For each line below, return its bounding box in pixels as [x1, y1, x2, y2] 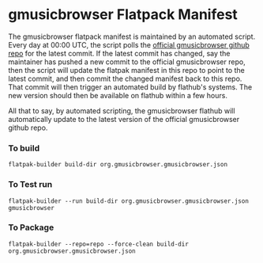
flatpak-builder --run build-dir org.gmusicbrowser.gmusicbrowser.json [8, 196, 249, 205]
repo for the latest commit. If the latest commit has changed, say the [8, 48, 231, 58]
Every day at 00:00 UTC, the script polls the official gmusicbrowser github [8, 40, 250, 49]
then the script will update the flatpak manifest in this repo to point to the [8, 65, 245, 74]
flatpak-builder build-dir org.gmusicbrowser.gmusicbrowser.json [8, 161, 227, 169]
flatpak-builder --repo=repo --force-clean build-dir [8, 240, 190, 248]
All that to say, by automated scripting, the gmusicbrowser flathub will [8, 105, 235, 116]
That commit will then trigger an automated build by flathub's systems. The [8, 82, 253, 92]
